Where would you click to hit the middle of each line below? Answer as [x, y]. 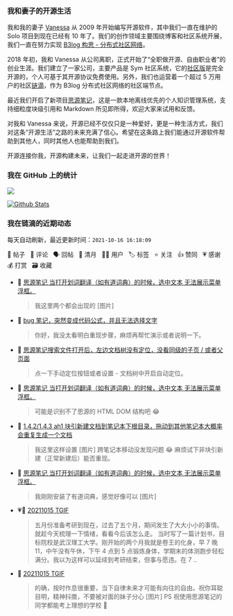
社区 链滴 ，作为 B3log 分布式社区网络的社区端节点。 [93, 85]
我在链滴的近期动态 [39, 223]
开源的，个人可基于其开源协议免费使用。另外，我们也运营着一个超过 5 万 [111, 77]
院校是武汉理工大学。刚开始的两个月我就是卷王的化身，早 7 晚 [129, 542]
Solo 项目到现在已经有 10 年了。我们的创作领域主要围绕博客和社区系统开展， [116, 36]
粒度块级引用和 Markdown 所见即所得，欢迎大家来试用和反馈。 [109, 109]
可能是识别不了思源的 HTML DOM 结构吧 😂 [97, 411]
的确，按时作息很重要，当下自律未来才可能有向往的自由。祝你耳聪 [129, 588]
